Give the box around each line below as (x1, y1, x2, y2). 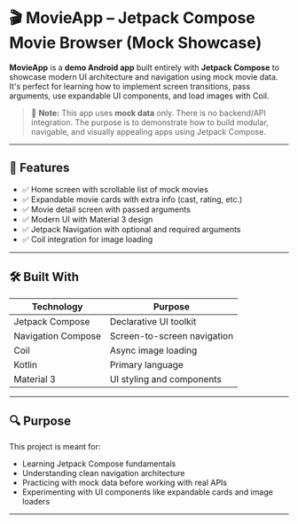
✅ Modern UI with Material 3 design (21, 214, 153, 224)
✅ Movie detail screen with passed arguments (21, 204, 191, 215)
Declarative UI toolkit (109, 315, 197, 327)
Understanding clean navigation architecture (21, 468, 185, 479)
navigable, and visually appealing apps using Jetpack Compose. (30, 126, 266, 137)
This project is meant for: (9, 442, 101, 452)
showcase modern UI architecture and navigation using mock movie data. (9, 71, 278, 82)
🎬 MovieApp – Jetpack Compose (9, 8, 255, 28)
